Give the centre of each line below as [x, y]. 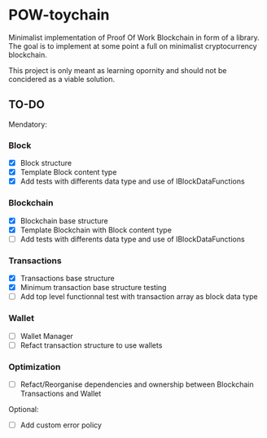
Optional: [24, 409]
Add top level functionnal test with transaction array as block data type [139, 297]
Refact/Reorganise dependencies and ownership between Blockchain [137, 384]
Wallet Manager [46, 336]
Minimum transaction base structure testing [93, 288]
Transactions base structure [68, 279]
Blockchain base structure [64, 220]
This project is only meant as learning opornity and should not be [118, 70]
